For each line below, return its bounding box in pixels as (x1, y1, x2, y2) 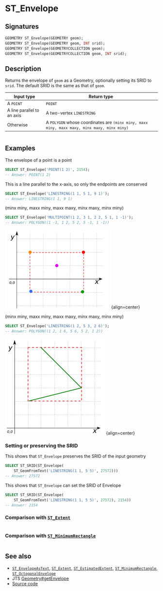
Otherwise (7, 122, 28, 128)
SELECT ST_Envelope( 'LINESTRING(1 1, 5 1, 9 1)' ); (5, 191, 110, 196)
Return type (88, 93, 114, 99)
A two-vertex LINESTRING (46, 110, 96, 116)
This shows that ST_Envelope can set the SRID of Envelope (5, 482, 121, 488)
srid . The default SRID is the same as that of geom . (5, 83, 105, 89)
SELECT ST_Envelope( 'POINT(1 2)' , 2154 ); (5, 167, 90, 172)
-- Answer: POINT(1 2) (5, 172, 51, 177)
